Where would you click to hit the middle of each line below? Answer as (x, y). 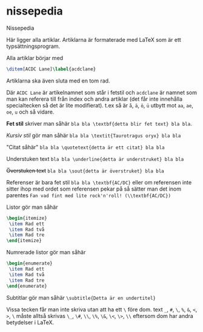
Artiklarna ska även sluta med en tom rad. (58, 81)
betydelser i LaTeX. (30, 322)
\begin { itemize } (27, 218)
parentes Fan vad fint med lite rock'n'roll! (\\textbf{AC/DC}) (89, 195)
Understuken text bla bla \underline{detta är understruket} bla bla (95, 158)
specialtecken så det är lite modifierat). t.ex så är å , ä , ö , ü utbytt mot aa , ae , (100, 105)
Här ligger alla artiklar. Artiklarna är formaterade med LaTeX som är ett (94, 39)
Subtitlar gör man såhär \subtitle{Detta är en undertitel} (81, 297)
